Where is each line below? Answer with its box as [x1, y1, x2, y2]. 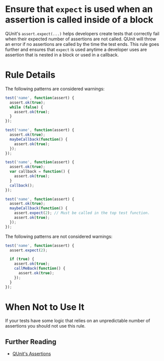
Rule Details [5, 69, 56, 81]
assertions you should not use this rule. [5, 323, 86, 329]
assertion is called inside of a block [5, 14, 154, 25]
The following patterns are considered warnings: [5, 86, 105, 92]
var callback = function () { [9, 169, 70, 174]
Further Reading [5, 338, 57, 346]
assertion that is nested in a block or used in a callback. [5, 51, 119, 58]
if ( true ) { [9, 257, 35, 262]
